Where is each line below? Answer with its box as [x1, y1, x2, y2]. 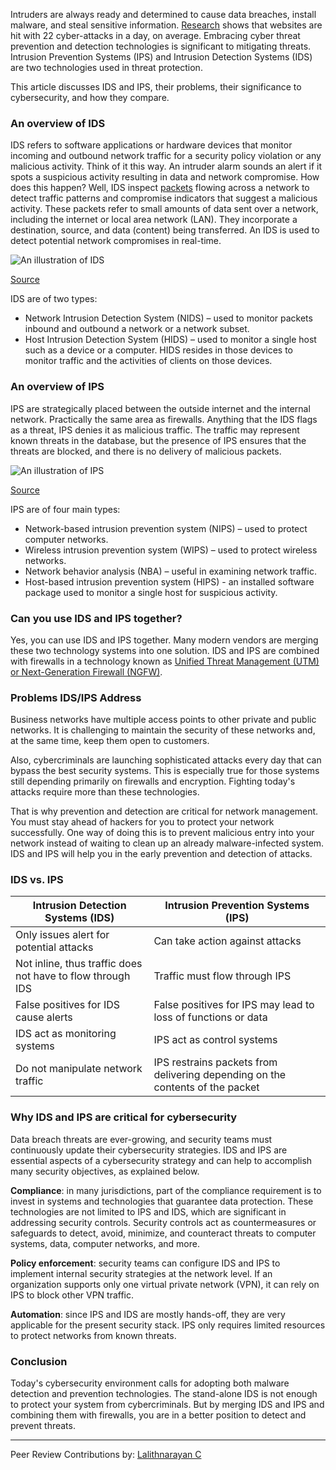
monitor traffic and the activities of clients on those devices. [24, 355, 273, 367]
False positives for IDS [15, 998, 121, 1012]
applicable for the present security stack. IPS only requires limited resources [10, 1319, 326, 1331]
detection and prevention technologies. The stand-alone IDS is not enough [10, 1388, 318, 1400]
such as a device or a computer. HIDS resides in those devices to [24, 344, 293, 356]
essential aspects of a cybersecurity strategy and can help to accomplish [10, 1154, 313, 1166]
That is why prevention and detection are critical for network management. [10, 805, 319, 818]
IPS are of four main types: [10, 503, 121, 515]
